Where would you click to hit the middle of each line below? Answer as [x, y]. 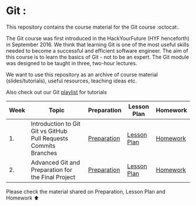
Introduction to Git [56, 123]
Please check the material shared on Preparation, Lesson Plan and [86, 191]
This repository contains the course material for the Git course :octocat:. [93, 27]
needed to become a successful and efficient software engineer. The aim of [97, 50]
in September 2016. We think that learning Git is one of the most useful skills [98, 44]
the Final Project [53, 177]
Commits [43, 146]
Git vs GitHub [49, 131]
